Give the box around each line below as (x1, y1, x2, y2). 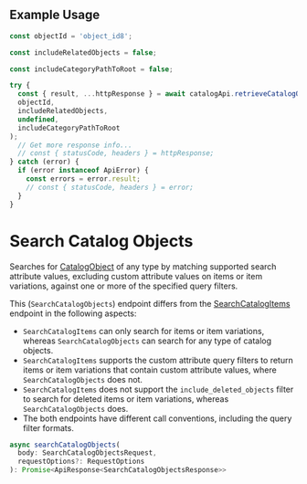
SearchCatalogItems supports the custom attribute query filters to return (22, 354, 294, 365)
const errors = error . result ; (26, 174, 142, 184)
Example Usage (9, 7, 101, 23)
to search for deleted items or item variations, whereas (22, 393, 229, 405)
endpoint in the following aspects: (9, 308, 137, 319)
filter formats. (22, 422, 75, 433)
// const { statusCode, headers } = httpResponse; (17, 149, 215, 158)
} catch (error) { (9, 157, 79, 167)
